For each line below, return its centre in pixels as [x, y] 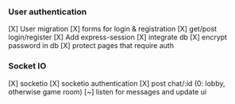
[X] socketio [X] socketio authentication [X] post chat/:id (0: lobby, [117, 83]
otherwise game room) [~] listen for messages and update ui [108, 91]
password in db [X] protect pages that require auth [91, 46]
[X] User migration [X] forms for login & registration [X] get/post [112, 29]
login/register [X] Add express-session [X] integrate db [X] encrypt [118, 37]
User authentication [48, 12]
